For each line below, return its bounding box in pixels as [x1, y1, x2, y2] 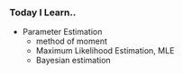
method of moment [35, 36, 108, 46]
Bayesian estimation [35, 55, 111, 66]
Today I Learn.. [9, 6, 77, 19]
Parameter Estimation [22, 27, 103, 37]
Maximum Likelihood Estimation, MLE [35, 45, 175, 56]
